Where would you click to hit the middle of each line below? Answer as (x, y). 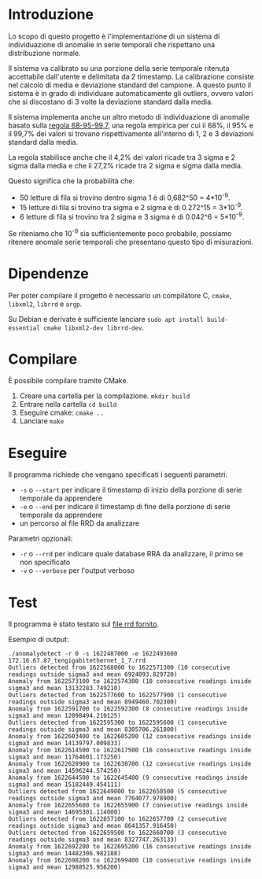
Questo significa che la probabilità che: (72, 181)
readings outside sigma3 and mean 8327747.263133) (93, 840)
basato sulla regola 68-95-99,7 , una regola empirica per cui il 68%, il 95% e (131, 125)
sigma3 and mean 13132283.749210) (65, 689)
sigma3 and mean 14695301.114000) (65, 812)
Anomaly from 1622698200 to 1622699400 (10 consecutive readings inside (130, 861)
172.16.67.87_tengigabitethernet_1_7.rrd (77, 661)
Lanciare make (42, 421)
